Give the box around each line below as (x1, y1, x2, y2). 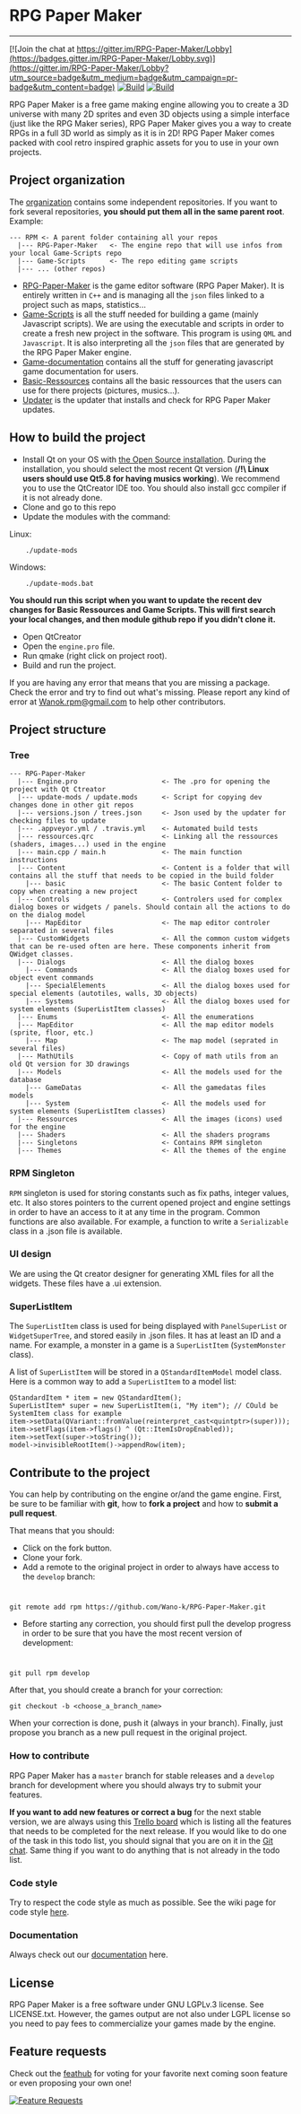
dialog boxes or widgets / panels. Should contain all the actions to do (9, 903, 291, 912)
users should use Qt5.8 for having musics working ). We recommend (21, 473, 280, 484)
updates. (21, 404, 56, 415)
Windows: (9, 562, 47, 572)
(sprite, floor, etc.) (9, 1028, 94, 1037)
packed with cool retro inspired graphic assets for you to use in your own (9, 136, 279, 148)
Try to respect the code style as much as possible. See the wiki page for (9, 1897, 276, 1908)
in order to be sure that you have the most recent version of (21, 1628, 243, 1638)
